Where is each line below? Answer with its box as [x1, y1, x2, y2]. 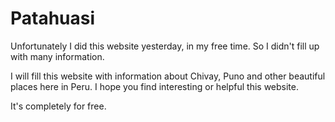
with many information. [10, 50, 105, 62]
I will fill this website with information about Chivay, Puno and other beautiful [10, 70, 326, 82]
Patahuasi [10, 7, 96, 30]
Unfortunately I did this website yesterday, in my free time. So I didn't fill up [10, 40, 320, 52]
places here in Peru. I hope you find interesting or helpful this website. [10, 80, 299, 92]
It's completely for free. [10, 100, 107, 112]
